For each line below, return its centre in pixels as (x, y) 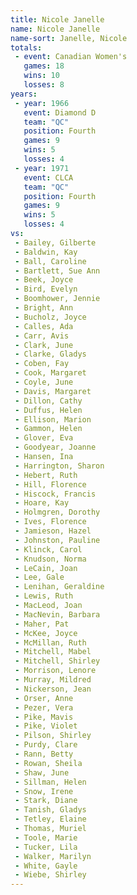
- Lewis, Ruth (44, 596)
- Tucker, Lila (46, 847)
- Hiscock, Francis (55, 494)
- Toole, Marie (46, 837)
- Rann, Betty (44, 754)
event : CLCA (48, 177)
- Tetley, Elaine (50, 819)
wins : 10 (41, 76)
